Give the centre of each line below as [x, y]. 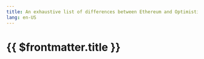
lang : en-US [21, 17]
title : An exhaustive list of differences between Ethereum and [89, 12]
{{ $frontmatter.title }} [63, 47]
